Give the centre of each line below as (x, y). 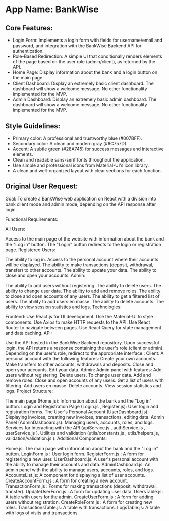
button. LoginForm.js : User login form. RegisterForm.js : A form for (75, 454)
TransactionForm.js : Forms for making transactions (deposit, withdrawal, (81, 486)
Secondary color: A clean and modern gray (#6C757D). (70, 143)
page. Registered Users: (30, 250)
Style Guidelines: (33, 126)
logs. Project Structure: (29, 391)
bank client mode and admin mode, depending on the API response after (81, 204)
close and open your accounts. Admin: (45, 275)
